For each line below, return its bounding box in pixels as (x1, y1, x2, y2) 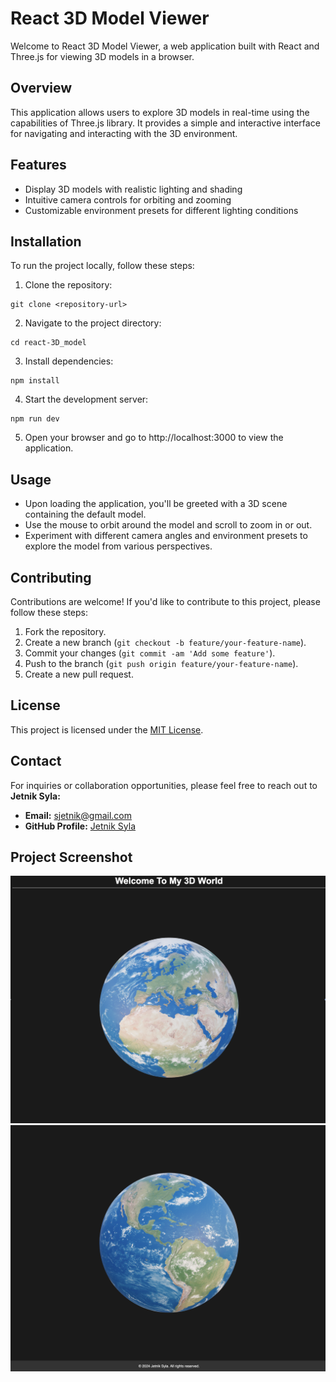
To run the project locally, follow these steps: (10, 260, 195, 272)
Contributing (10, 569, 92, 586)
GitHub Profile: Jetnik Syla (24, 820, 137, 832)
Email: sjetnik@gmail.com (24, 809, 132, 821)
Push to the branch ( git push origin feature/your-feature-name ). (24, 658, 299, 669)
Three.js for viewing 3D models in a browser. (10, 50, 195, 62)
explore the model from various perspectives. (24, 540, 213, 552)
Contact (10, 753, 62, 770)
